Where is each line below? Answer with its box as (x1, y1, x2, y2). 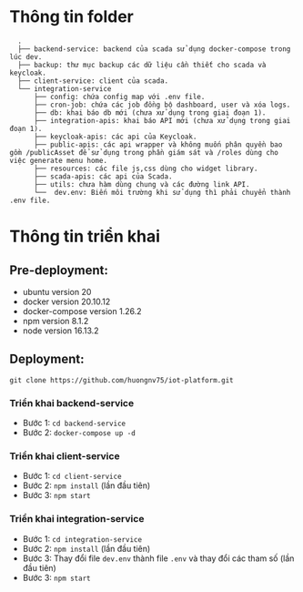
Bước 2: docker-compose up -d (22, 427, 136, 438)
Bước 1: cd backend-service (22, 417, 126, 429)
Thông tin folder (9, 6, 134, 27)
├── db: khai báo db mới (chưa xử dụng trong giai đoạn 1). (33, 107, 267, 117)
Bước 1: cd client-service (22, 471, 122, 482)
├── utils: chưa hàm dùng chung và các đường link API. (33, 179, 250, 189)
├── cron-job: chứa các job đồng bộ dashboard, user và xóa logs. (33, 100, 291, 109)
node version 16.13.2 (22, 325, 99, 336)
